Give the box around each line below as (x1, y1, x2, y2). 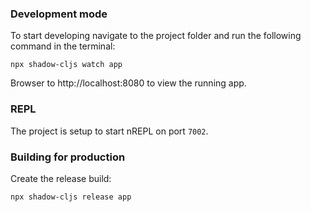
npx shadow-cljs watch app (10, 60, 123, 70)
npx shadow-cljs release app (10, 192, 132, 202)
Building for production (10, 150, 126, 164)
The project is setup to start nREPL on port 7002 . (10, 125, 209, 137)
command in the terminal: (10, 40, 116, 52)
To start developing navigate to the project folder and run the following (10, 30, 302, 42)
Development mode (10, 7, 108, 21)
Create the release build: (10, 172, 112, 184)
